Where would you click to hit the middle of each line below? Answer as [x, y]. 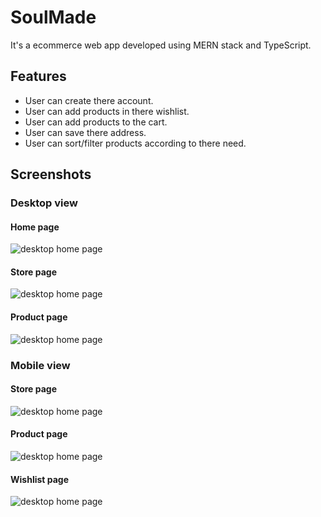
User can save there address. [85, 132]
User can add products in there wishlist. [107, 111]
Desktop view [44, 203]
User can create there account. [89, 100]
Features [38, 76]
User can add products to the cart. [96, 122]
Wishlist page [40, 479]
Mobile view [40, 365]
